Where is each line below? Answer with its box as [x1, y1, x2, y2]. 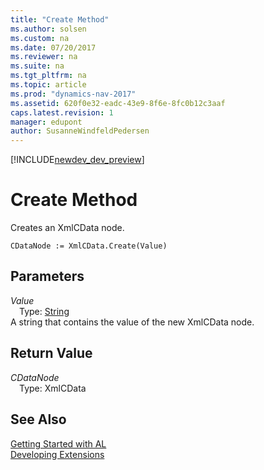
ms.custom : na [10, 33, 70, 43]
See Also [10, 411, 67, 428]
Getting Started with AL [10, 437, 107, 450]
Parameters [10, 268, 85, 285]
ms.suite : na [10, 61, 65, 71]
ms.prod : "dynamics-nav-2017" [10, 89, 137, 99]
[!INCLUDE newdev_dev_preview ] [10, 154, 145, 166]
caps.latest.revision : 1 [10, 107, 114, 118]
